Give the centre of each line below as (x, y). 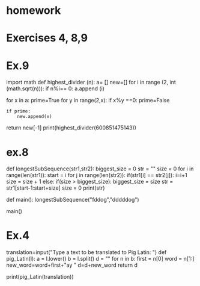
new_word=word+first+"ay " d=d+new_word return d (72, 265)
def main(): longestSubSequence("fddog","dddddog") (73, 200)
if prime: (19, 111)
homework (34, 11)
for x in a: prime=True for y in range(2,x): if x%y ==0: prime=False (88, 101)
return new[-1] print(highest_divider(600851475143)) (71, 128)
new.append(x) (35, 117)
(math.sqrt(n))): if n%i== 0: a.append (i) (56, 89)
